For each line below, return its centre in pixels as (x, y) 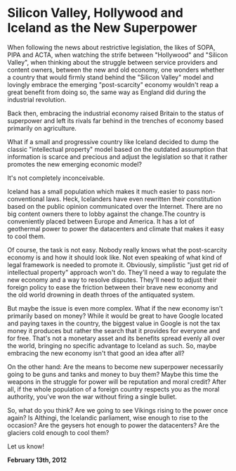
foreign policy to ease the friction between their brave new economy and (113, 287)
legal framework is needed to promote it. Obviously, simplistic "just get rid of (118, 264)
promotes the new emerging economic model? (75, 164)
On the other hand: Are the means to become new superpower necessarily (115, 366)
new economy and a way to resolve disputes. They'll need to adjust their (112, 280)
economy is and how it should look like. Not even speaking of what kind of (115, 257)
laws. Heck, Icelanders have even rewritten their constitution (133, 199)
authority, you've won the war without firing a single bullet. (92, 396)
